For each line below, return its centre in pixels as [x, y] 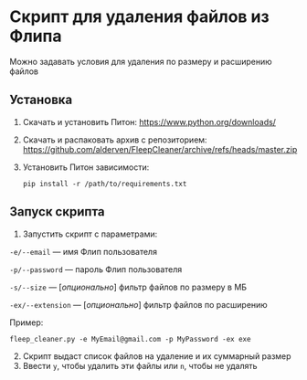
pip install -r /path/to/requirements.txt [105, 184]
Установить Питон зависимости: [86, 167]
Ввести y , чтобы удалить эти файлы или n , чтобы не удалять [140, 365]
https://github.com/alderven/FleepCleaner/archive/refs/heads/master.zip [160, 149]
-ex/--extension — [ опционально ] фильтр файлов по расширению [138, 304]
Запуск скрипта [57, 212]
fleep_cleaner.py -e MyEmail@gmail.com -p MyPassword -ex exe [130, 339]
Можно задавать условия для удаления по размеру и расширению [141, 61]
